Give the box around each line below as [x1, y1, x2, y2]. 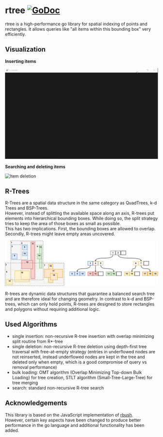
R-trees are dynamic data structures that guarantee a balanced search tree [5, 291, 155, 297]
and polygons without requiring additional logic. [5, 306, 100, 312]
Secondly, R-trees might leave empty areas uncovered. [5, 231, 115, 237]
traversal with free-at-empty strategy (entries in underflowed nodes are [12, 349, 155, 354]
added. [5, 427, 19, 433]
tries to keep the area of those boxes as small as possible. [5, 221, 121, 227]
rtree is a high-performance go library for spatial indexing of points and [5, 21, 147, 27]
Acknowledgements [5, 399, 67, 407]
